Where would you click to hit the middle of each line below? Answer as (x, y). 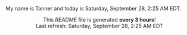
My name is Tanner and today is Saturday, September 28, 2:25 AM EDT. (93, 8)
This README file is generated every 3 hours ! (99, 20)
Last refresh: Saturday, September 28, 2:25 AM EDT (99, 26)
